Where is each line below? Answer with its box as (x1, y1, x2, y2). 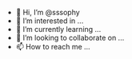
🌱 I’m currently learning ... (15, 25, 102, 33)
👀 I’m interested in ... (15, 16, 84, 26)
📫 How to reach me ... (15, 42, 90, 51)
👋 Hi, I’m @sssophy (15, 8, 80, 17)
